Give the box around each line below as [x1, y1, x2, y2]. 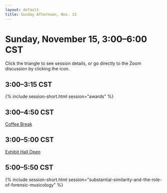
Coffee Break [5, 121, 32, 127]
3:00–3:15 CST [5, 80, 52, 89]
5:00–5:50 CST [5, 163, 54, 172]
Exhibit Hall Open [5, 149, 41, 155]
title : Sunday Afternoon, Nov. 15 [5, 12, 77, 17]
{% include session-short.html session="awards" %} [5, 93, 114, 100]
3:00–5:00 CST [5, 136, 54, 144]
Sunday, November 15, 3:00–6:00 [5, 33, 147, 45]
